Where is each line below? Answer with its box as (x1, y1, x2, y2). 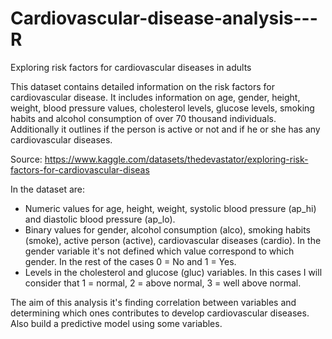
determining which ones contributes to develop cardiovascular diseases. (10, 307, 310, 319)
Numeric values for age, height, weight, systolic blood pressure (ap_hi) (24, 202, 317, 214)
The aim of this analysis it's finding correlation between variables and (10, 296, 297, 308)
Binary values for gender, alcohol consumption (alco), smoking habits (24, 223, 311, 236)
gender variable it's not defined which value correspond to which (24, 245, 295, 257)
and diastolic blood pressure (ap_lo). (24, 213, 176, 225)
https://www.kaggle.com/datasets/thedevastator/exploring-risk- (44, 153, 309, 165)
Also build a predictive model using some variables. (10, 317, 223, 329)
